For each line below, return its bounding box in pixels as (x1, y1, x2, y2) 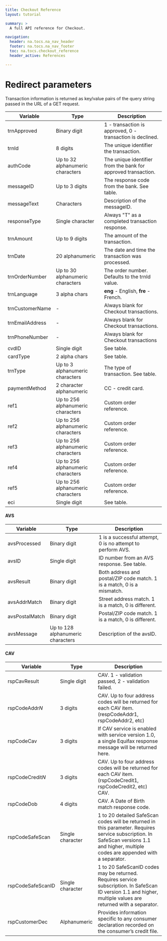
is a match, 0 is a (98, 581, 138, 588)
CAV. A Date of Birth (97, 797, 145, 804)
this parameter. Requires (97, 824, 155, 831)
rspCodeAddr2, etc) (97, 717, 145, 724)
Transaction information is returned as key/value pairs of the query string (5, 95, 155, 101)
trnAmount (7, 235, 33, 242)
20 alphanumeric (56, 252, 96, 259)
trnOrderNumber (7, 273, 47, 280)
